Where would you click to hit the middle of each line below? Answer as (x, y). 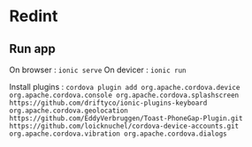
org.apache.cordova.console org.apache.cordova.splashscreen (124, 95)
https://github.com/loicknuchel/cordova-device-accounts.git (124, 126)
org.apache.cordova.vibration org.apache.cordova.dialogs (118, 134)
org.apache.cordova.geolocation (69, 111)
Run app (32, 49)
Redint (34, 16)
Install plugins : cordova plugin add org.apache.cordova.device (125, 87)
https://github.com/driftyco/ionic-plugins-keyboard (108, 103)
